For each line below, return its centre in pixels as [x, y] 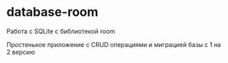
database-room [52, 12]
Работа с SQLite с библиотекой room [61, 31]
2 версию [21, 52]
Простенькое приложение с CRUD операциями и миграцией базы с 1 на [114, 44]
